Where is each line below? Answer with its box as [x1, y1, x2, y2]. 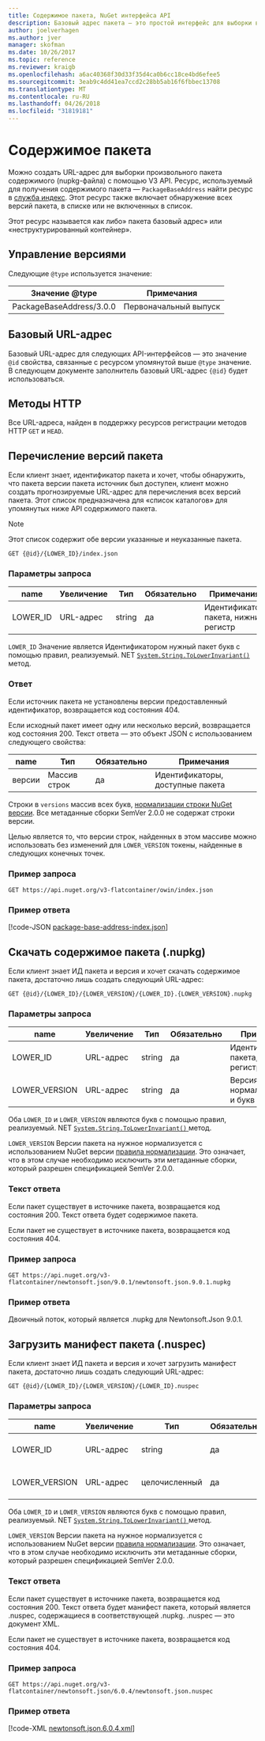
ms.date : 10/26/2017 [8, 48, 77, 56]
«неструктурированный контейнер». [8, 225, 132, 234]
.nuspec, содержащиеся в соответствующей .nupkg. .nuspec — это [8, 1610, 235, 1620]
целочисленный [140, 1477, 203, 1488]
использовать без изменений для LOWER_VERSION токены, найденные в [8, 840, 243, 849]
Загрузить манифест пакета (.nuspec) [8, 1337, 207, 1351]
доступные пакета [155, 779, 226, 790]
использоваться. [8, 374, 65, 384]
